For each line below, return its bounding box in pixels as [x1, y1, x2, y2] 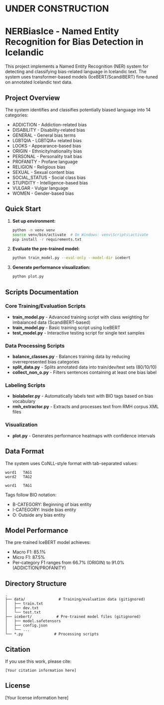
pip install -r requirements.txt [12, 237, 82, 242]
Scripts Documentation [5, 288, 79, 296]
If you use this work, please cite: [5, 658, 72, 664]
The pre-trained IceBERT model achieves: [5, 539, 91, 545]
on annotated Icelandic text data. [5, 79, 73, 85]
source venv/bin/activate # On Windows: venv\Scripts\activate [12, 232, 149, 237]
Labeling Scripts [5, 382, 46, 389]
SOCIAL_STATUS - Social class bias [12, 175, 86, 180]
